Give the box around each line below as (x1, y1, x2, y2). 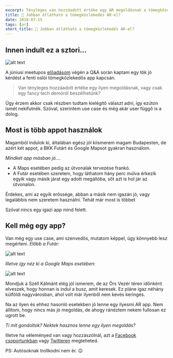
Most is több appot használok (5, 126, 102, 135)
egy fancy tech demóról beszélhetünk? (18, 90, 101, 96)
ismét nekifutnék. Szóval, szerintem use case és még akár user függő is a (5, 105, 162, 111)
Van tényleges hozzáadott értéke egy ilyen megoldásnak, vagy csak (18, 84, 163, 90)
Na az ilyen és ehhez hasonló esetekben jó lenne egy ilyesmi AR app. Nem (5, 301, 164, 307)
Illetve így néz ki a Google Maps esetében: (5, 260, 96, 267)
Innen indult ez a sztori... (5, 46, 87, 54)
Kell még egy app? (5, 221, 66, 230)
